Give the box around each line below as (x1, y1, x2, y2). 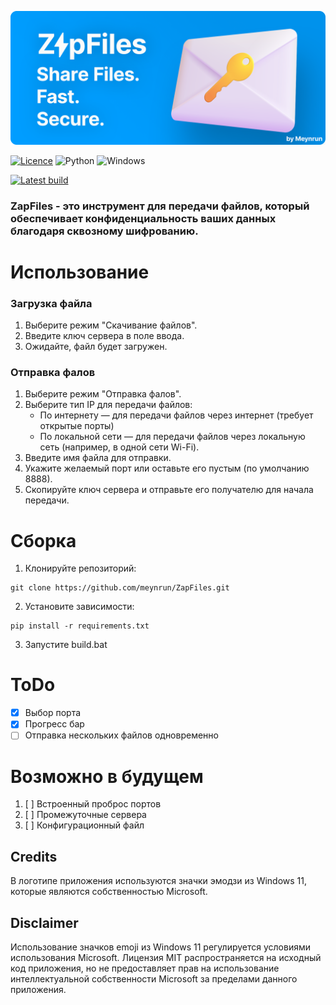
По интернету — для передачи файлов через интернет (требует (39, 409, 314, 421)
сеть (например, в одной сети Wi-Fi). (39, 441, 200, 453)
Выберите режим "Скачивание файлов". (24, 319, 198, 331)
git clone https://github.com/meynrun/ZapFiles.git (10, 583, 230, 593)
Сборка (10, 529, 77, 552)
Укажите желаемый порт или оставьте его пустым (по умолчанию (24, 462, 310, 475)
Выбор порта (24, 707, 82, 719)
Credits (10, 848, 58, 865)
